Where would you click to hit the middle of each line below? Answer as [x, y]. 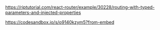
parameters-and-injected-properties [43, 12]
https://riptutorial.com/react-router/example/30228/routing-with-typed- [80, 7]
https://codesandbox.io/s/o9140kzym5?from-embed [60, 22]
